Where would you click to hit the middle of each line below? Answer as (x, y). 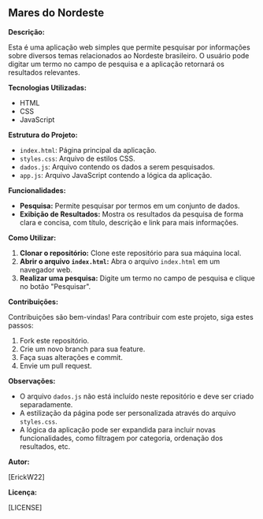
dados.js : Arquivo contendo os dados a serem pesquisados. (117, 167)
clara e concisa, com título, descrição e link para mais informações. (129, 222)
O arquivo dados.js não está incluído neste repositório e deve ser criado (137, 396)
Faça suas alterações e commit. (71, 357)
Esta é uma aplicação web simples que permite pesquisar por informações (129, 47)
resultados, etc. (45, 446)
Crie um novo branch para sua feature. (82, 349)
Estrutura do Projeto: (43, 135)
